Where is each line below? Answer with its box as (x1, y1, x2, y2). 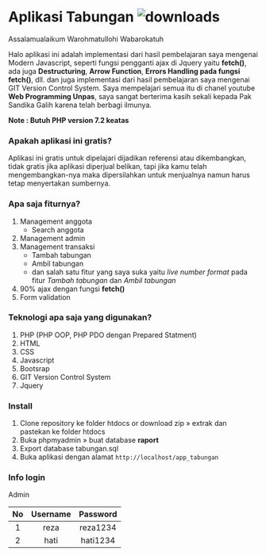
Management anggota (19, 217, 93, 226)
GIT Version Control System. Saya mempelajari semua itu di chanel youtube (8, 83, 256, 93)
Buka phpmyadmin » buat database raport (19, 435, 159, 445)
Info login (8, 472, 46, 483)
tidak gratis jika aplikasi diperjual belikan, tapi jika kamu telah (8, 162, 207, 171)
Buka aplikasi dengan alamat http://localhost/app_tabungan (19, 452, 219, 462)
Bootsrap (19, 363, 50, 373)
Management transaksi (19, 242, 95, 251)
